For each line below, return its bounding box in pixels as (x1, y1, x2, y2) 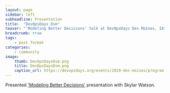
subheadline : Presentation (5, 17, 62, 22)
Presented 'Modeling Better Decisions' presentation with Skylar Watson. (5, 82, 155, 88)
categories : (5, 45, 30, 50)
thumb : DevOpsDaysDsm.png (14, 59, 69, 64)
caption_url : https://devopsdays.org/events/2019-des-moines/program (14, 68, 164, 73)
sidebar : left (5, 12, 35, 17)
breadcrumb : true (5, 31, 42, 36)
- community (14, 49, 39, 54)
